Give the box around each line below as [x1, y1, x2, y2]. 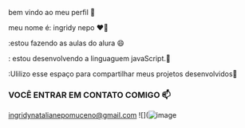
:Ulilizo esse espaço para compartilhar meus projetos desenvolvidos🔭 [8, 69, 238, 79]
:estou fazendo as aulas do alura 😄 [8, 38, 125, 48]
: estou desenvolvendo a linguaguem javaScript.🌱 [8, 54, 171, 63]
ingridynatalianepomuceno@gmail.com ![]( [8, 111, 149, 120]
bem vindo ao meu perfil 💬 [8, 8, 96, 17]
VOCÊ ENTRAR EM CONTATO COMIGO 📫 [8, 89, 172, 100]
